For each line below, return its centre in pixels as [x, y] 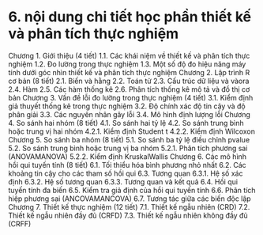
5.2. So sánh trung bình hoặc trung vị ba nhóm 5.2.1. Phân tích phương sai [128, 148]
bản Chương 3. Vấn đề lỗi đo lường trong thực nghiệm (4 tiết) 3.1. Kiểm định [131, 97]
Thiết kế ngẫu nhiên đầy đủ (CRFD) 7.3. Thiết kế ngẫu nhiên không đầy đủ [128, 215]
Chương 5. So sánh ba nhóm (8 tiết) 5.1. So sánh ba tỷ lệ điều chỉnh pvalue [129, 139]
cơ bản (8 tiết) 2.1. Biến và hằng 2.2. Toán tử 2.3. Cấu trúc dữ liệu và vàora [129, 81]
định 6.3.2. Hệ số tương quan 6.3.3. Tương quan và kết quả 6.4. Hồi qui [123, 181]
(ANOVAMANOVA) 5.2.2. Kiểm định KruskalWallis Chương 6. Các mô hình [128, 156]
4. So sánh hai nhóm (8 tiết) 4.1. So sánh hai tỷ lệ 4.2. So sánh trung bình [126, 123]
